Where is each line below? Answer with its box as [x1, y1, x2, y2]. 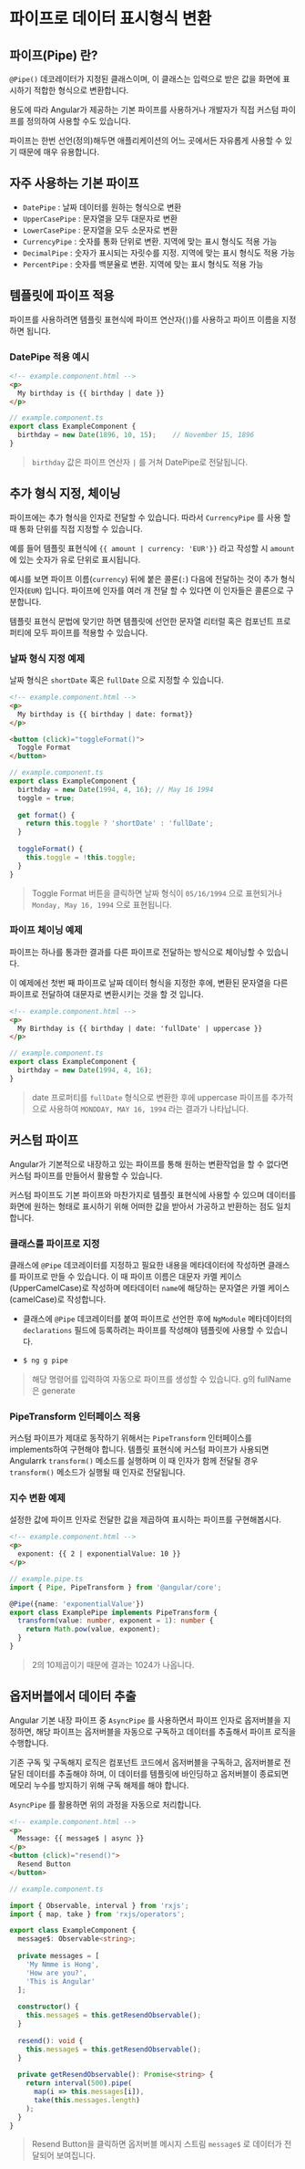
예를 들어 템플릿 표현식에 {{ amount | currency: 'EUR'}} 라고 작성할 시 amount [9, 542, 296, 553]
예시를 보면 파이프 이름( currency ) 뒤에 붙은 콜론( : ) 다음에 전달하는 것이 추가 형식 [9, 573, 296, 584]
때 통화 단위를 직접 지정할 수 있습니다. [9, 523, 143, 534]
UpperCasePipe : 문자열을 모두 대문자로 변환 [22, 213, 178, 224]
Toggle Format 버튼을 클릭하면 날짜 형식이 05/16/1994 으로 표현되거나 [31, 887, 282, 899]
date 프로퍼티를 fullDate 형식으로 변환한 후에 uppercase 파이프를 [31, 1091, 269, 1102]
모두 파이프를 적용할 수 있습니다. [33, 627, 148, 638]
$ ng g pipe [22, 1356, 68, 1365]
